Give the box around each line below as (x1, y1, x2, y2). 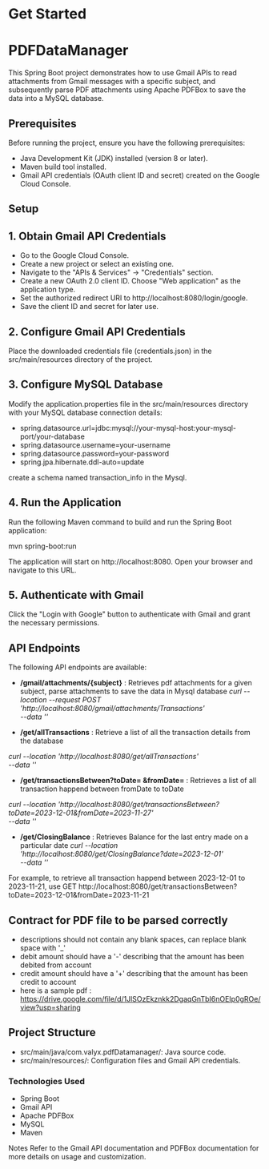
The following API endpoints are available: (8, 662, 147, 673)
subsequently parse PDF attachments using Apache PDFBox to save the (8, 85, 247, 94)
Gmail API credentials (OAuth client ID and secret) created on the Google (19, 170, 260, 180)
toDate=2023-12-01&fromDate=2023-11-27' (8, 808, 154, 817)
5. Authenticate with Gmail (8, 588, 144, 601)
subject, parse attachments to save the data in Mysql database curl (19, 686, 243, 697)
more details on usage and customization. (8, 1152, 147, 1162)
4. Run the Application (8, 496, 122, 509)
